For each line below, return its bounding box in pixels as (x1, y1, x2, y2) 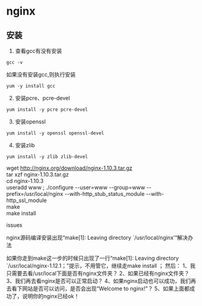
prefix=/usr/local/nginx (6, 190, 64, 197)
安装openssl (15, 118, 46, 125)
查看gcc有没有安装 (15, 47, 62, 54)
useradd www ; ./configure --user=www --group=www (6, 184, 146, 191)
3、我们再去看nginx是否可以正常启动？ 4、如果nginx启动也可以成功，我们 (6, 277, 191, 284)
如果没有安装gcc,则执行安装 (6, 71, 76, 78)
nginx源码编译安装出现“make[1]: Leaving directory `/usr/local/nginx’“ (6, 234, 178, 241)
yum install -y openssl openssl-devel (6, 130, 104, 136)
